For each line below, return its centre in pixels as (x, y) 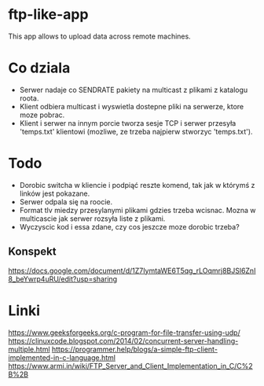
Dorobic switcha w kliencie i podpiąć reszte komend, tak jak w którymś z (137, 185)
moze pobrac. (42, 115)
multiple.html (29, 349)
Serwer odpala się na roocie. (66, 201)
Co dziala (39, 68)
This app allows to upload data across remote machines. (99, 36)
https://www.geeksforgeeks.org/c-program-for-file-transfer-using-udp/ (125, 333)
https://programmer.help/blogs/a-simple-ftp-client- (135, 349)
